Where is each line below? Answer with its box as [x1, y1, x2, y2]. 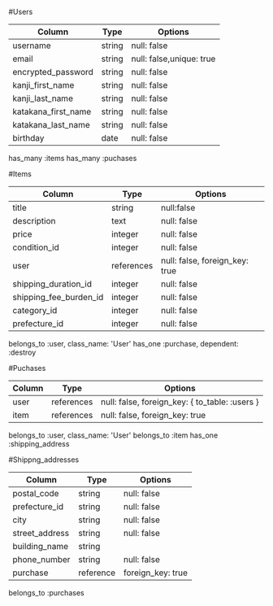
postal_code [12, 488, 59, 499]
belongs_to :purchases [8, 588, 84, 597]
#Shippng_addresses [8, 455, 80, 464]
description [12, 216, 56, 226]
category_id [12, 305, 58, 316]
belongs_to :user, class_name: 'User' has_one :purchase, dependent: [8, 339, 239, 348]
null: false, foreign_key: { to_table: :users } [100, 396, 260, 408]
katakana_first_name [12, 106, 92, 117]
